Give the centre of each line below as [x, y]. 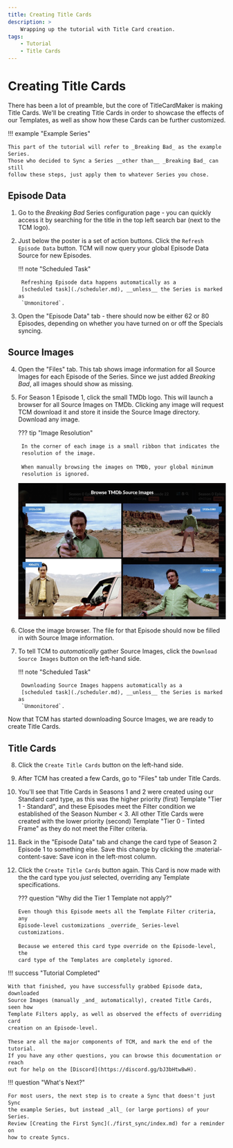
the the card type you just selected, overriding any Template [104, 877]
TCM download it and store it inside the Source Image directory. [109, 412]
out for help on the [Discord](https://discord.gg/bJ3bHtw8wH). [102, 1070]
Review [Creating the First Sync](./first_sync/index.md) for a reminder [116, 1124]
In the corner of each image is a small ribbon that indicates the [120, 446]
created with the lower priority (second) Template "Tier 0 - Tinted [111, 821]
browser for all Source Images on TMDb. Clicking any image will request [121, 404]
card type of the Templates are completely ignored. [95, 960]
